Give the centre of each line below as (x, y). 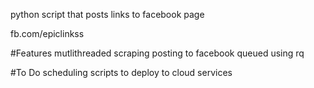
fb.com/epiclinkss (47, 33)
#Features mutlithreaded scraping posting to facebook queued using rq (157, 53)
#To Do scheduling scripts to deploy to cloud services (121, 72)
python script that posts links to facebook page (107, 14)
